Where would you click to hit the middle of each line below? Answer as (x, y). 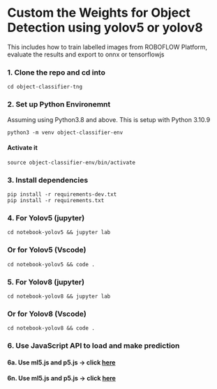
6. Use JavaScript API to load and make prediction (93, 346)
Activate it (23, 148)
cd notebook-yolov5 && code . (51, 264)
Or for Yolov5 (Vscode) (47, 250)
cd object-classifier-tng (45, 87)
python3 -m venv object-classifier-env (65, 132)
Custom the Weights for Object (99, 13)
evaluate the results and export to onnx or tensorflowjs (86, 54)
